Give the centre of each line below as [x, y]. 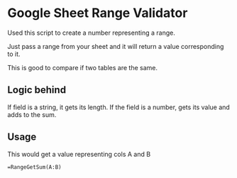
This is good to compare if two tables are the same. [83, 67]
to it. [14, 54]
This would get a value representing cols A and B [79, 154]
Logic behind [37, 90]
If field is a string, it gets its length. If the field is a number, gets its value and [119, 107]
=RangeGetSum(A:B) [34, 167]
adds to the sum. [32, 114]
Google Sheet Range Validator [98, 13]
